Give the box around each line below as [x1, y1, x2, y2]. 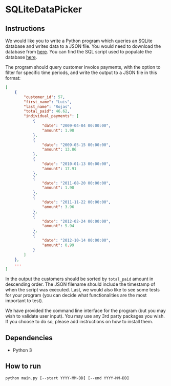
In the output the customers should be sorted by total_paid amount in [5, 276, 154, 282]
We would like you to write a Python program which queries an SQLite [5, 38, 153, 44]
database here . [5, 54, 37, 60]
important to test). [5, 298, 44, 304]
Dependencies [5, 333, 53, 342]
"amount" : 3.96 [41, 204, 74, 209]
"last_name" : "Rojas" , [24, 104, 72, 109]
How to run [5, 362, 41, 371]
